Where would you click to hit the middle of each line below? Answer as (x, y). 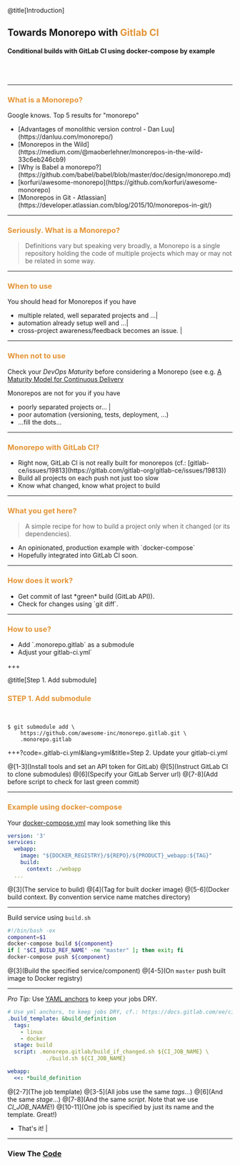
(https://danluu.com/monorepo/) (65, 137)
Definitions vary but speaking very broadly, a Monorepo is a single (122, 246)
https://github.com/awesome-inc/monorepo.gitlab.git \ (104, 733)
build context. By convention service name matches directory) (99, 897)
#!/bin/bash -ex (31, 931)
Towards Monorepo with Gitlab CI (83, 33)
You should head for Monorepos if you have (72, 302)
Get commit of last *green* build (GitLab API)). (86, 596)
